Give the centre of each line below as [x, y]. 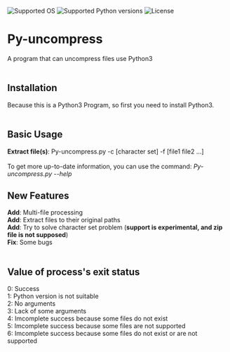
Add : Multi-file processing [45, 212]
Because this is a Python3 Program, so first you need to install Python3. [111, 104]
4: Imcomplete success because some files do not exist [88, 318]
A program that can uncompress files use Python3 [80, 58]
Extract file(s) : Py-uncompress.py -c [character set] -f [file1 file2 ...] [106, 151]
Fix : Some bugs [30, 243]
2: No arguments [32, 304]
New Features [38, 195]
